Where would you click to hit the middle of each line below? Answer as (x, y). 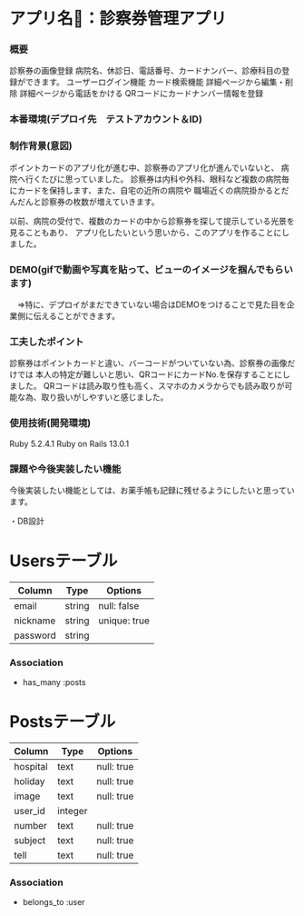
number (31, 826)
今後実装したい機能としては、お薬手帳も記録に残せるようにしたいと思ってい (152, 490)
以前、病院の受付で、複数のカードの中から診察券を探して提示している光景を (152, 221)
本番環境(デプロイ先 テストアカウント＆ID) (106, 119)
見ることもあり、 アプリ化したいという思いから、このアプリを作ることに (146, 232)
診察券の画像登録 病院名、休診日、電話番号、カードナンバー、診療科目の (146, 71)
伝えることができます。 (77, 316)
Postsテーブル (63, 722)
